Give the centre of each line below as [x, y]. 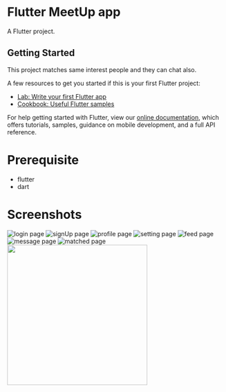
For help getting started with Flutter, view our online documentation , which [113, 117]
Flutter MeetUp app [64, 12]
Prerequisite [43, 160]
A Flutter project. [31, 31]
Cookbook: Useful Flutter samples [66, 104]
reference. [22, 132]
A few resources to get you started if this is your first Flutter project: [104, 83]
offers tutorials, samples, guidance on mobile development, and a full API [111, 125]
